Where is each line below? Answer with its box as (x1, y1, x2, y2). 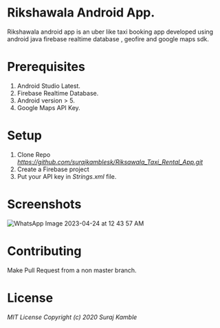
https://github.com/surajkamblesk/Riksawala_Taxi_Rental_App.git (16, 157, 203, 166)
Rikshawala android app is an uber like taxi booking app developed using (7, 28, 214, 36)
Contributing (7, 243, 82, 259)
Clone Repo (16, 150, 51, 159)
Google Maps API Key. (16, 103, 80, 111)
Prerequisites (7, 59, 86, 75)
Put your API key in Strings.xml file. (16, 172, 117, 180)
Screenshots (7, 197, 82, 212)
